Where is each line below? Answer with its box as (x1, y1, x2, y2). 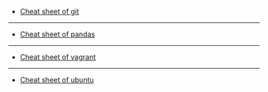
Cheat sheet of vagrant (19, 52, 97, 62)
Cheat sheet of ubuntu (19, 75, 94, 84)
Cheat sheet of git (19, 7, 80, 16)
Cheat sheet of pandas (19, 29, 96, 39)
